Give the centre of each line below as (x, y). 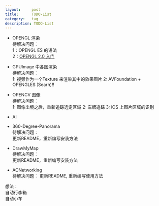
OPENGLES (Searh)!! (33, 85)
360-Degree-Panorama (36, 126)
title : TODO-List (28, 14)
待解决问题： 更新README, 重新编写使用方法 (58, 176)
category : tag (22, 19)
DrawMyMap (25, 148)
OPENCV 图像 (26, 95)
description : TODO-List (30, 23)
